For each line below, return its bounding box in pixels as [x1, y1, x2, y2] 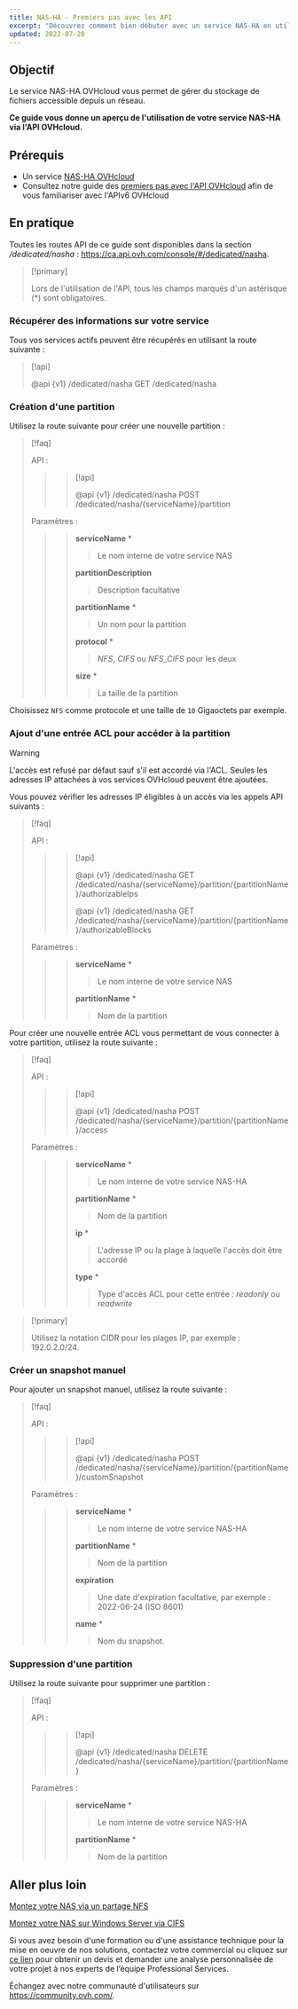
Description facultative [97, 585, 180, 595]
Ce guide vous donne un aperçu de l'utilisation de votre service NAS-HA [9, 113, 281, 123]
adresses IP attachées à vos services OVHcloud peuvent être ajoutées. [9, 773, 269, 785]
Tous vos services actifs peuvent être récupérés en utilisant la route [9, 334, 257, 346]
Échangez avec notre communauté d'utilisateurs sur [9, 1981, 200, 1991]
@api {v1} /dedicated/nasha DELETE [74, 1746, 208, 1757]
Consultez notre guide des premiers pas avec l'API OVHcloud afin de [21, 181, 273, 191]
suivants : [9, 800, 44, 812]
